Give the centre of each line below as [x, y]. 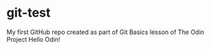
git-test [29, 13]
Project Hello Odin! [33, 39]
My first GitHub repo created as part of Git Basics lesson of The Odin [105, 32]
